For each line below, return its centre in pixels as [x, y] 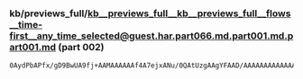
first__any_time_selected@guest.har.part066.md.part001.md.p [151, 36]
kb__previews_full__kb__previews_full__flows [189, 13]
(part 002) [81, 47]
